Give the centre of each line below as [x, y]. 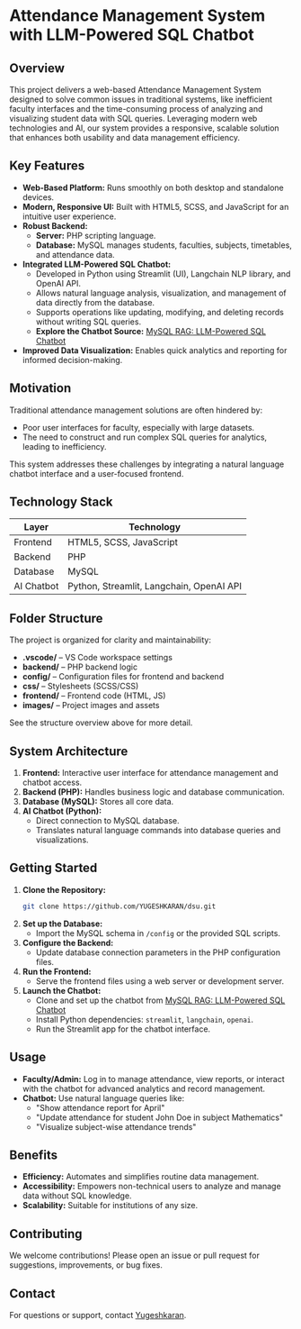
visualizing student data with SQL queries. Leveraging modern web [133, 118]
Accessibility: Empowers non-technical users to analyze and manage [151, 1187]
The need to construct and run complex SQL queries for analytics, [145, 437]
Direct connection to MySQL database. [107, 821]
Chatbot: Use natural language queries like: [103, 1098]
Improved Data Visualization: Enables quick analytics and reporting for [155, 350]
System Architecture [69, 751]
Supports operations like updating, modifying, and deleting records [160, 312]
